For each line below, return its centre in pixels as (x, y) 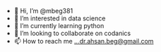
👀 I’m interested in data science (60, 18)
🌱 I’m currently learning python (59, 26)
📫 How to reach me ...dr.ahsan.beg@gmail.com (84, 41)
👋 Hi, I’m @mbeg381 (43, 11)
